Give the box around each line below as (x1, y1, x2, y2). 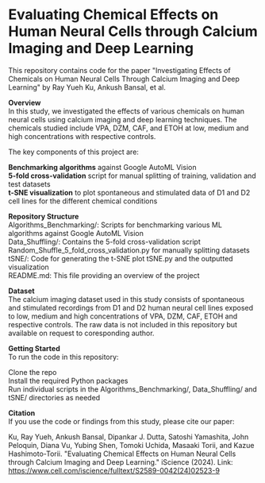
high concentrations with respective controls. (8, 131, 156, 141)
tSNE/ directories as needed (8, 392, 101, 402)
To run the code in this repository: (8, 352, 119, 361)
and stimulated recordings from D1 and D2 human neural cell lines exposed (8, 303, 254, 312)
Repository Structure (8, 211, 79, 221)
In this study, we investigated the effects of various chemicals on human (8, 106, 244, 116)
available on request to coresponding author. (8, 328, 155, 338)
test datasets (8, 179, 51, 188)
